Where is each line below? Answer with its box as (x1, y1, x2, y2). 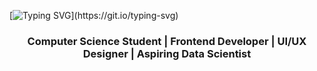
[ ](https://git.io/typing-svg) (9, 10, 179, 21)
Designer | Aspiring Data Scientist (82, 46, 252, 60)
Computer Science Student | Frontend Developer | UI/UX (27, 34, 307, 48)
